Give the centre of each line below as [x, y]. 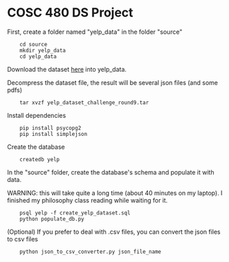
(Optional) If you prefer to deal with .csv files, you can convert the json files [114, 232]
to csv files [23, 239]
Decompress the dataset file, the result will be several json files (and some [112, 82]
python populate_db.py [52, 219]
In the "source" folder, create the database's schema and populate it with [111, 172]
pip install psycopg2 [50, 128]
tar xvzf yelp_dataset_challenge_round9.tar [84, 102]
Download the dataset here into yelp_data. [67, 69]
